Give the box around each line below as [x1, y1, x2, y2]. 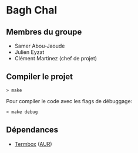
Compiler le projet [6, 72, 73, 82]
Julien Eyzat [14, 49, 45, 56]
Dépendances [6, 125, 59, 135]
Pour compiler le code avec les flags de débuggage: [6, 97, 133, 104]
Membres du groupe [6, 27, 82, 37]
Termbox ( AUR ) [14, 140, 52, 147]
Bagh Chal [6, 4, 58, 17]
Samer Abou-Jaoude [14, 42, 65, 49]
